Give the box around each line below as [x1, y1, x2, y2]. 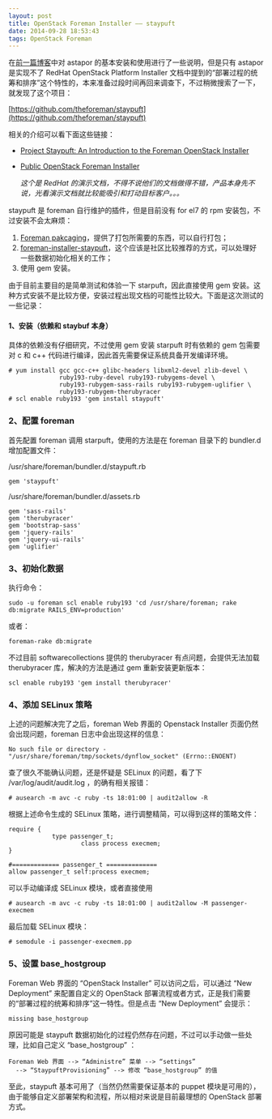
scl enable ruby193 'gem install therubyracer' [8, 679, 172, 687]
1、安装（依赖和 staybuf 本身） [8, 321, 113, 331]
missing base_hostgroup [8, 1014, 89, 1023]
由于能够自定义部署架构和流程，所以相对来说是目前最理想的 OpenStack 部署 [8, 1091, 262, 1101]
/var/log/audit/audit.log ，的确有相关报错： [8, 778, 151, 788]
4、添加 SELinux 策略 [8, 698, 92, 710]
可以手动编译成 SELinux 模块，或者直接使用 [8, 883, 153, 893]
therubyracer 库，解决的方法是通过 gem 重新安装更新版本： [8, 663, 208, 673]
